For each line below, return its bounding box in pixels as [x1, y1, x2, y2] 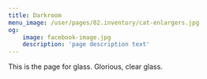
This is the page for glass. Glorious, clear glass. [8, 62, 164, 71]
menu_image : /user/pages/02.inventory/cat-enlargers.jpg [8, 19, 200, 27]
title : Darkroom [8, 11, 62, 20]
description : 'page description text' [22, 41, 150, 48]
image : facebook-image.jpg [22, 33, 111, 41]
